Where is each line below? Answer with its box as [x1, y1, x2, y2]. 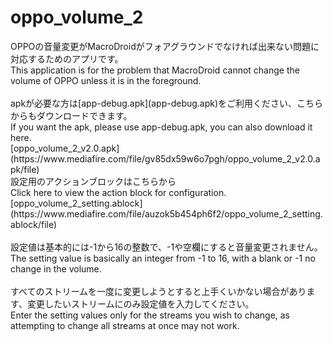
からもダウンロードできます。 [10, 109, 133, 121]
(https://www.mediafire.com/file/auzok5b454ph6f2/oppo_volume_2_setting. [10, 207, 323, 220]
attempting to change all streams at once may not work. [10, 319, 240, 331]
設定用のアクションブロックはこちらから [10, 175, 177, 187]
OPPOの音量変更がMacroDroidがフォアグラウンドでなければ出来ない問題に [10, 40, 320, 52]
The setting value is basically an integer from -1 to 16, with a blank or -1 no [10, 252, 316, 264]
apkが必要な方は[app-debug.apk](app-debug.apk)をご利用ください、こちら [10, 97, 324, 109]
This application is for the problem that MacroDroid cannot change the [10, 64, 300, 76]
